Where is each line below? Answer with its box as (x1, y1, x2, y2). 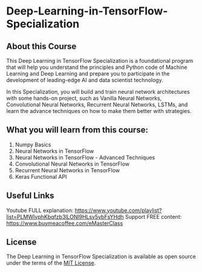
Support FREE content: (125, 213, 182, 220)
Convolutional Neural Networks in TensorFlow (15, 160, 130, 167)
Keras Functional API (15, 173, 67, 180)
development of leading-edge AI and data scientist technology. (6, 77, 163, 83)
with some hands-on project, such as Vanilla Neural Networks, (6, 95, 162, 102)
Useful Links (6, 190, 54, 201)
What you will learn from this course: (6, 125, 148, 135)
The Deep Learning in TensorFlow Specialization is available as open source (6, 253, 197, 261)
